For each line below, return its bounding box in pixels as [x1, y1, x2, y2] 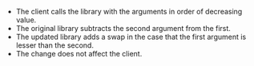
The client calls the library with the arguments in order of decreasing [15, 7, 243, 16]
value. [15, 15, 37, 25]
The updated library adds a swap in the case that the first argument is [15, 32, 247, 41]
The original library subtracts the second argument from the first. [15, 24, 231, 33]
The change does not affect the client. [15, 49, 143, 58]
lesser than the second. [15, 41, 95, 50]
